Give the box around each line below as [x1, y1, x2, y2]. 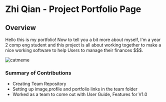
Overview [5, 23, 36, 32]
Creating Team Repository [12, 81, 66, 87]
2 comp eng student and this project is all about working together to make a [5, 42, 161, 48]
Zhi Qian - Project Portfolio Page [5, 3, 141, 15]
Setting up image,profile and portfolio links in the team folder [12, 86, 138, 92]
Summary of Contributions [5, 69, 71, 76]
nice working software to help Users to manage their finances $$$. [5, 47, 143, 53]
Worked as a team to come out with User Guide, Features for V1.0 [12, 91, 147, 97]
